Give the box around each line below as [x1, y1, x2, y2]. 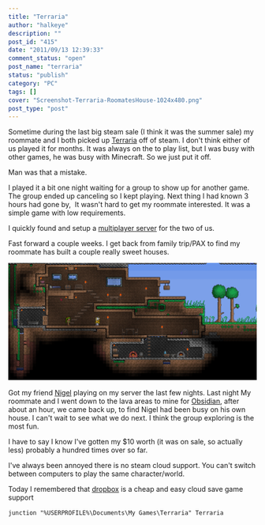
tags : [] [8, 88, 37, 96]
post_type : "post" [8, 104, 69, 112]
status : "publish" [8, 71, 69, 79]
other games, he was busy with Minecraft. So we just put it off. [8, 153, 211, 162]
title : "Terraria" [8, 13, 69, 21]
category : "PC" [8, 79, 58, 87]
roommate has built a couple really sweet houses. [8, 247, 170, 257]
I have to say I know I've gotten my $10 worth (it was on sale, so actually [8, 436, 243, 446]
